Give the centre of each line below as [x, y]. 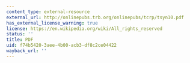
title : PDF [20, 40]
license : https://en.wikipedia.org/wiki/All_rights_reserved [84, 28]
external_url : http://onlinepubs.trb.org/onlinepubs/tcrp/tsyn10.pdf [95, 17]
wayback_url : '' [26, 51]
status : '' [20, 34]
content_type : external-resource [48, 12]
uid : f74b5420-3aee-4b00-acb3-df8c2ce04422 [62, 46]
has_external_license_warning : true [52, 23]
